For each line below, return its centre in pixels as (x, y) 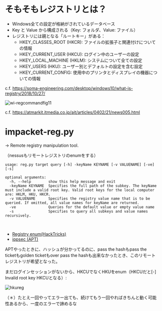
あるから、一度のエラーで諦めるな (43, 303)
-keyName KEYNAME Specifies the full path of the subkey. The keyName (83, 186)
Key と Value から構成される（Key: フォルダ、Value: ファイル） (75, 30)
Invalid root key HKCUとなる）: (36, 277)
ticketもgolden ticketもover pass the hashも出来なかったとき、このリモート (80, 255)
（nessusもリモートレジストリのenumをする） (52, 155)
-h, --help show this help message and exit (63, 181)
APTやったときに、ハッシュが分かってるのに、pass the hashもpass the (76, 249)
